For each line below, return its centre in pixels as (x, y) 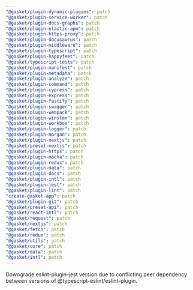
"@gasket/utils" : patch (35, 241)
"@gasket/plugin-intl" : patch (43, 180)
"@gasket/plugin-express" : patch (47, 95)
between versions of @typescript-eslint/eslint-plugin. (72, 281)
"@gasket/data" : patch (34, 252)
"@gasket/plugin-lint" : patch (43, 190)
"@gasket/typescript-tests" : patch (50, 62)
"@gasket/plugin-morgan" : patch (46, 135)
